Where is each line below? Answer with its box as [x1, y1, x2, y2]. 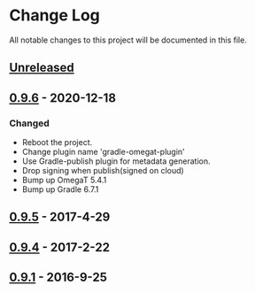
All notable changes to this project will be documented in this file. [9, 35, 248, 45]
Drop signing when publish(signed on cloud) [21, 166, 184, 176]
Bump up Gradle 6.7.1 [21, 184, 99, 195]
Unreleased [9, 60, 75, 75]
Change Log [9, 5, 100, 26]
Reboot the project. [21, 137, 93, 148]
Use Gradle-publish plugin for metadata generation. [21, 156, 211, 166]
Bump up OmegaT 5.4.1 [21, 174, 107, 186]
